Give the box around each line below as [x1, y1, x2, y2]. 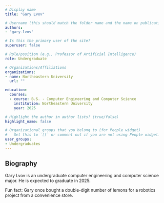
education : [5, 87, 27, 93]
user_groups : [5, 137, 32, 142]
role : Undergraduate [5, 56, 47, 61]
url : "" [9, 79, 25, 83]
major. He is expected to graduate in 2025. [5, 178, 91, 183]
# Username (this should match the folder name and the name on [5, 20, 139, 25]
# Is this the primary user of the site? [5, 39, 91, 43]
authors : [5, 25, 23, 30]
